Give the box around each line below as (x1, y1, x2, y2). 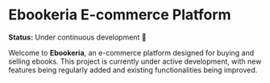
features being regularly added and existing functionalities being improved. (8, 64, 258, 74)
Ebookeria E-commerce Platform (8, 6, 231, 24)
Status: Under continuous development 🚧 (8, 32, 147, 42)
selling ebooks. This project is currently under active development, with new (8, 56, 262, 66)
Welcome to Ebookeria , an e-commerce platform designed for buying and (8, 48, 255, 57)
